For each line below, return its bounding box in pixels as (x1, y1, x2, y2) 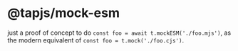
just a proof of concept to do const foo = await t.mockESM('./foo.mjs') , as (7, 28, 232, 37)
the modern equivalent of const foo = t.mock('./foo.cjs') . (7, 35, 184, 44)
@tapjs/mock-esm (7, 5, 120, 21)
